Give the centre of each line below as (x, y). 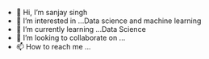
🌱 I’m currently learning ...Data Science (81, 29)
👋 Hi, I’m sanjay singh (52, 12)
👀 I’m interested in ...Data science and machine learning (109, 21)
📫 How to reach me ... (53, 47)
